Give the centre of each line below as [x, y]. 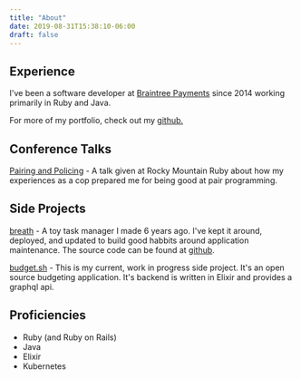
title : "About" [38, 18]
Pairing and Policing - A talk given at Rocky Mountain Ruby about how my [146, 170]
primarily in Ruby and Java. [60, 103]
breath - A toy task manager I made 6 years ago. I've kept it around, [136, 230]
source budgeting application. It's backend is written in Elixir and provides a [151, 277]
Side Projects [48, 209]
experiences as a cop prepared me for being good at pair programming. [144, 180]
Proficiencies [48, 315]
